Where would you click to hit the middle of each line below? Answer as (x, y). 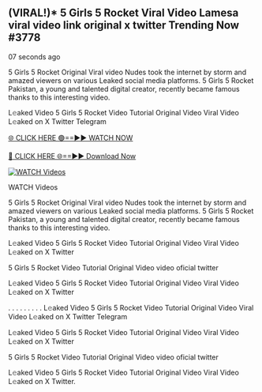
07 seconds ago (34, 57)
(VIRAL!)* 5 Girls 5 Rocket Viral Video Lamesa (124, 13)
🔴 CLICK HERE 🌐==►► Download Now (72, 156)
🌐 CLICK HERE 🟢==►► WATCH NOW (71, 138)
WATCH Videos (33, 187)
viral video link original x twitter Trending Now (124, 26)
